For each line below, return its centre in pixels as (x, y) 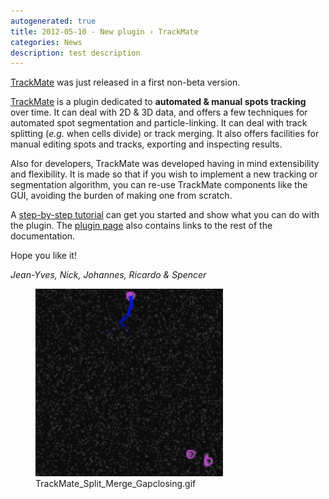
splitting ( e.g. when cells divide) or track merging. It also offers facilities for (165, 134)
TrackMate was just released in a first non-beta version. (125, 82)
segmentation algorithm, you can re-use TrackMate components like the (159, 185)
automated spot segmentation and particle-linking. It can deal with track (159, 123)
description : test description (75, 53)
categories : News (46, 42)
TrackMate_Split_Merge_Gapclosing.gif (116, 484)
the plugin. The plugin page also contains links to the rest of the (141, 226)
